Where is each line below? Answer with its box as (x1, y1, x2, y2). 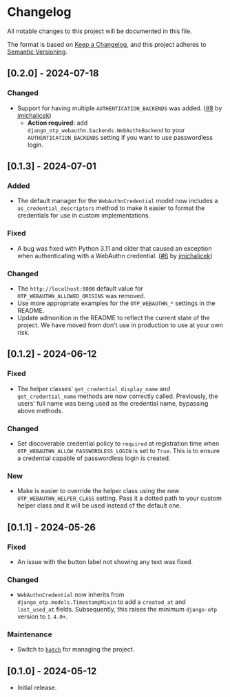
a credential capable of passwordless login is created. (17, 454, 171, 462)
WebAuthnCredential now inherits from (17, 590, 125, 599)
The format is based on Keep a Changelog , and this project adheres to (7, 40, 207, 48)
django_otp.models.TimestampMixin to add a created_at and (17, 598, 186, 606)
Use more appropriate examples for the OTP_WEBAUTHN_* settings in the (17, 299, 216, 307)
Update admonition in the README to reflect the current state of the (17, 313, 210, 322)
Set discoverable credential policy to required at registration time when (17, 439, 220, 448)
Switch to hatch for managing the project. (17, 645, 135, 654)
